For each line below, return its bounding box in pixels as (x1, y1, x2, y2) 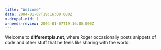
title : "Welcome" (5, 7, 41, 12)
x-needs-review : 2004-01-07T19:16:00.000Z (5, 21, 94, 26)
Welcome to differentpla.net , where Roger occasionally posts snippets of (5, 34, 156, 40)
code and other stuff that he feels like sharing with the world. (5, 40, 130, 46)
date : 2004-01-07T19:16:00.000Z (5, 12, 72, 17)
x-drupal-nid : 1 (5, 16, 39, 21)
